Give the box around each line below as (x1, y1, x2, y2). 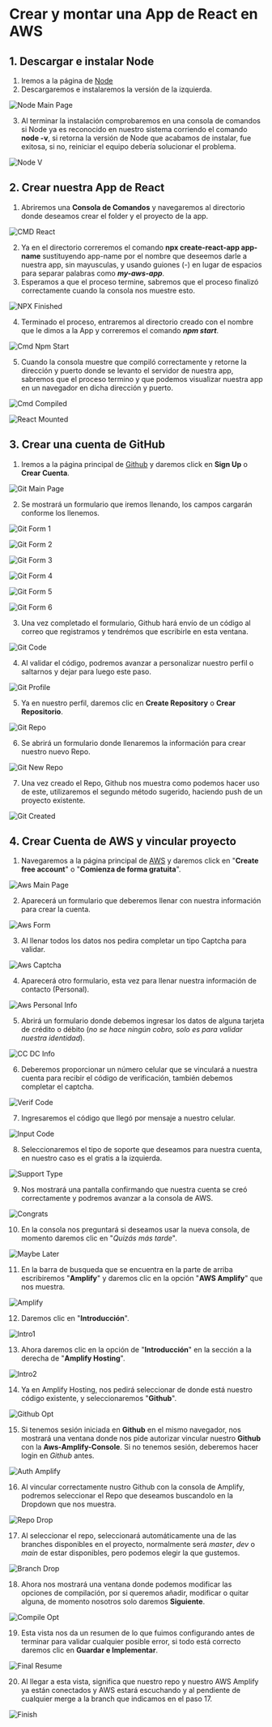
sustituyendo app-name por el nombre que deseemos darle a (42, 251, 248, 260)
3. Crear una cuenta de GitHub (9, 438, 165, 452)
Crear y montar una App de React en (9, 5, 258, 24)
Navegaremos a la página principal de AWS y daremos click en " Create (20, 856, 259, 866)
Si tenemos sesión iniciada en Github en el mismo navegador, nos (20, 1425, 241, 1435)
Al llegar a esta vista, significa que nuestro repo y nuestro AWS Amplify (20, 1677, 259, 1686)
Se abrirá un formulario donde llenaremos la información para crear (20, 738, 246, 748)
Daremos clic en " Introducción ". (20, 1313, 130, 1323)
